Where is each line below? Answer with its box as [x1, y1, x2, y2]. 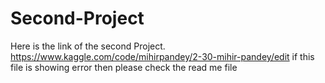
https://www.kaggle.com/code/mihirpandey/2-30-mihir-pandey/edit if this [10, 50, 315, 62]
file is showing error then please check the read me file [10, 61, 238, 73]
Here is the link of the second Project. [10, 40, 166, 52]
